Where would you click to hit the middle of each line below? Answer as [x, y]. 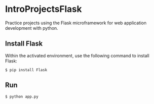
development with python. [32, 28]
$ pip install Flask [26, 70]
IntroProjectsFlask [44, 9]
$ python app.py [22, 97]
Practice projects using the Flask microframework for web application [76, 23]
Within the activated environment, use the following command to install [77, 55]
